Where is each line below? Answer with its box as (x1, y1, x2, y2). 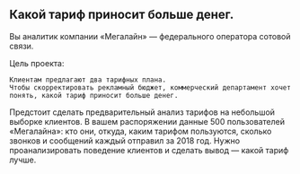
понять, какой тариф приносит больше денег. (9, 91, 179, 100)
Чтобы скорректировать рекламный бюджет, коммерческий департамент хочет (9, 83, 292, 92)
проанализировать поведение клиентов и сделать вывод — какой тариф (9, 144, 289, 155)
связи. (9, 40, 34, 51)
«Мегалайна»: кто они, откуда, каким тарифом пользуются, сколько (9, 126, 272, 136)
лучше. (9, 154, 37, 165)
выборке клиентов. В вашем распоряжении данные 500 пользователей (9, 116, 286, 126)
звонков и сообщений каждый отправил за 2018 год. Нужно (9, 135, 241, 146)
